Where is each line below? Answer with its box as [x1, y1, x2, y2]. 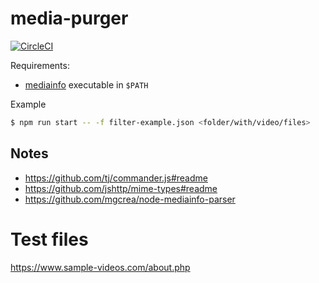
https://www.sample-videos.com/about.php [10, 261, 191, 273]
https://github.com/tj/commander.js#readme [24, 172, 208, 184]
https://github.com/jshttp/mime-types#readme [24, 182, 218, 194]
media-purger [10, 7, 129, 30]
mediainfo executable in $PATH [24, 78, 149, 91]
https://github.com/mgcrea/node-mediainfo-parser [24, 193, 236, 205]
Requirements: [10, 59, 70, 71]
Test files [10, 228, 89, 251]
